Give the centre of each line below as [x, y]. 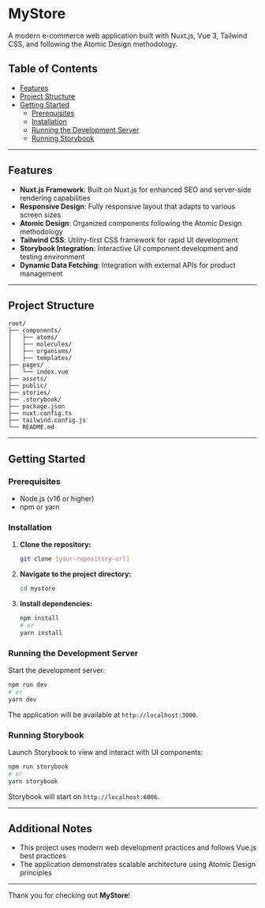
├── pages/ [26, 365]
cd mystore [37, 589]
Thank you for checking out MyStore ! [69, 895]
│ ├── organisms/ [40, 351]
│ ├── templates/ [40, 358]
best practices [43, 856]
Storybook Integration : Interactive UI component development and [129, 248]
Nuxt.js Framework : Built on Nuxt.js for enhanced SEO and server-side [135, 189]
